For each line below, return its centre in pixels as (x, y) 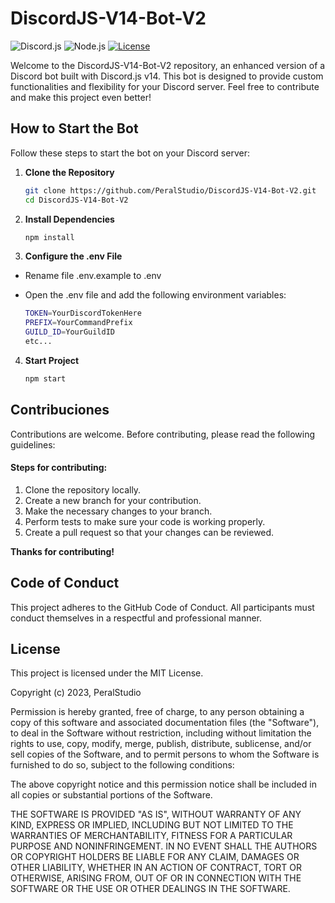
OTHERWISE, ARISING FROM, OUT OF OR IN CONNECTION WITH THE (156, 878)
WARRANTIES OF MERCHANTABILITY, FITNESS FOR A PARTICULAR (151, 836)
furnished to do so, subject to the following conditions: (122, 765)
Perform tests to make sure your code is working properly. (145, 521)
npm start (45, 378)
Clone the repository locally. (83, 489)
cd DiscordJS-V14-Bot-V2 (76, 200)
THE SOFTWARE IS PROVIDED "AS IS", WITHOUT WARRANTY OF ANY (156, 814)
